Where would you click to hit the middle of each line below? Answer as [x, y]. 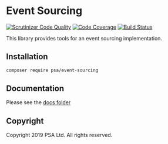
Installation [27, 57]
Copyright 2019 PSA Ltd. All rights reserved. [59, 135]
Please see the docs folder [38, 102]
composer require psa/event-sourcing [52, 70]
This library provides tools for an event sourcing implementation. [84, 38]
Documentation [35, 89]
